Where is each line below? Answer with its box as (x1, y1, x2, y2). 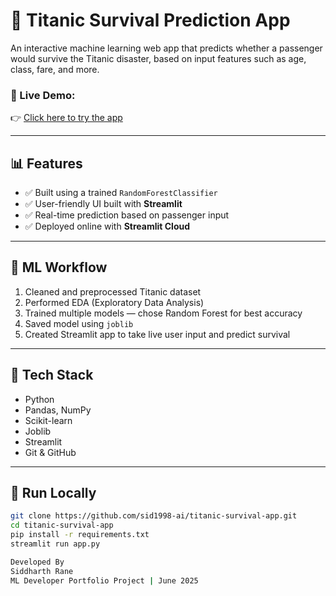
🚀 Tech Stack (10, 367, 94, 384)
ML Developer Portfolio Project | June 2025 (10, 575, 199, 586)
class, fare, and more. (10, 63, 100, 75)
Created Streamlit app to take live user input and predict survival (24, 328, 291, 340)
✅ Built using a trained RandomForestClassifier (24, 187, 218, 199)
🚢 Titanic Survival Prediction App (10, 9, 291, 32)
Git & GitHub (24, 446, 77, 458)
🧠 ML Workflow (10, 259, 108, 276)
